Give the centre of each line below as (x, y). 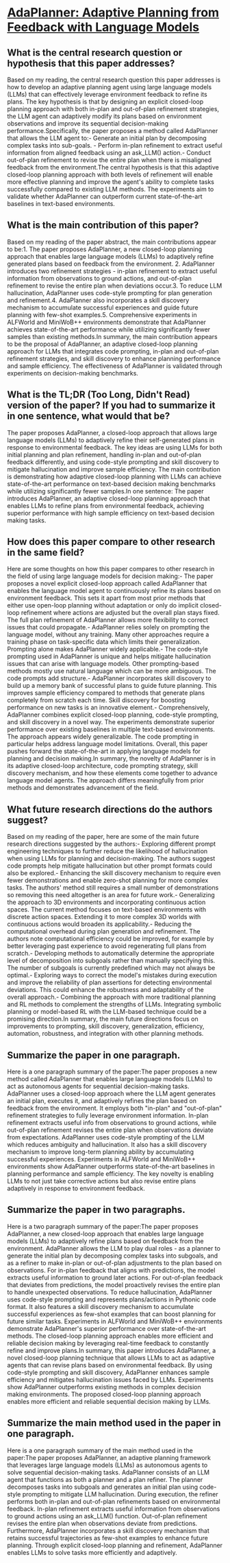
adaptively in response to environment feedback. (76, 1188)
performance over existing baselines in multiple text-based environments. (111, 730)
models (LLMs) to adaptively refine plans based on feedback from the (105, 1241)
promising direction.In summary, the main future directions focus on (103, 1019)
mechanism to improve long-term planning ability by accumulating (100, 1152)
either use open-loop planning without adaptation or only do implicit (103, 605)
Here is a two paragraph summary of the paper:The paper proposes (103, 1226)
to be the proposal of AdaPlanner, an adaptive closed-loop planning (103, 344)
